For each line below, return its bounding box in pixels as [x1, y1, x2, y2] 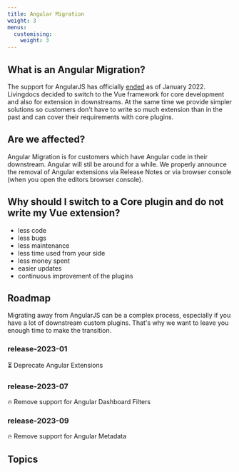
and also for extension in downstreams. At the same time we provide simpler [7, 97, 233, 106]
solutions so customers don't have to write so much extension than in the [7, 105, 223, 114]
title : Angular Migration [7, 10, 84, 18]
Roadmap [7, 292, 51, 304]
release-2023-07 [7, 381, 69, 391]
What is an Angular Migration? [7, 64, 146, 76]
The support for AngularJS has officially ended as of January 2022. [7, 82, 205, 91]
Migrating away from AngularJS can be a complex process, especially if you [7, 311, 231, 320]
